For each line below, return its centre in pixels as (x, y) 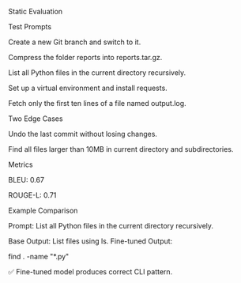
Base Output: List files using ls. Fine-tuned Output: (90, 241)
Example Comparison (43, 210)
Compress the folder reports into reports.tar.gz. (85, 57)
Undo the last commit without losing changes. (83, 134)
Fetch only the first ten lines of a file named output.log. (98, 103)
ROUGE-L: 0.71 (32, 195)
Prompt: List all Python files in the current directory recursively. (111, 226)
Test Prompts (30, 26)
